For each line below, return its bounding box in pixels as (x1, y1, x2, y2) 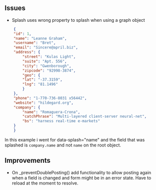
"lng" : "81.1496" (22, 82, 58, 87)
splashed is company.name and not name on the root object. (4, 142, 121, 148)
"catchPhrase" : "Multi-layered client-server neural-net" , (22, 114, 147, 119)
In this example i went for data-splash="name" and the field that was (4, 137, 145, 142)
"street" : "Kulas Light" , (22, 54, 76, 59)
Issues (4, 4, 26, 12)
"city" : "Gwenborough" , (22, 63, 71, 68)
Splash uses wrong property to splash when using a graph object (11, 17, 145, 23)
